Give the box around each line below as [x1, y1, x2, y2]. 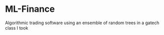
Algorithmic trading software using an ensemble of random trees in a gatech [5, 20, 160, 26]
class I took [5, 25, 28, 31]
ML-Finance [5, 3, 55, 15]
